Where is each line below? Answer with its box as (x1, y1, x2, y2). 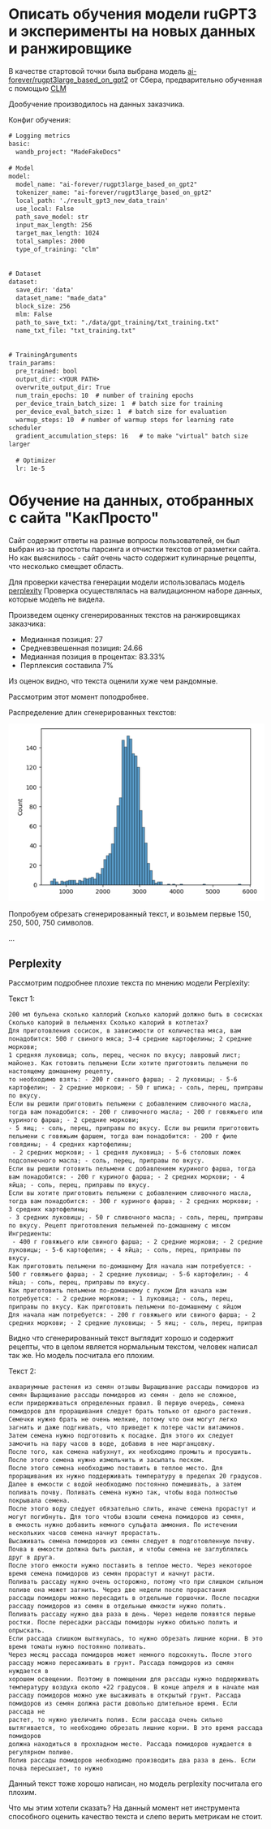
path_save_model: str (15, 213, 89, 221)
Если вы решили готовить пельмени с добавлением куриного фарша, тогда (8, 1165, 256, 1173)
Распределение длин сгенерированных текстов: (8, 707, 177, 717)
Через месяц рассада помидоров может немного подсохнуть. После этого (8, 1651, 252, 1659)
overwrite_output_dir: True (15, 383, 111, 391)
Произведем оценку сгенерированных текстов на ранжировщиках (8, 610, 241, 619)
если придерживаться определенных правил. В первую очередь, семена (8, 1400, 245, 1408)
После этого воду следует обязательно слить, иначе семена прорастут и (8, 1505, 256, 1513)
